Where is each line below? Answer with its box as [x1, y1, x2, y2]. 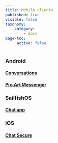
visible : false [5, 17, 38, 22]
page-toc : [5, 36, 26, 41]
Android [5, 57, 26, 64]
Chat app [5, 107, 25, 113]
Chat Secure [5, 132, 32, 138]
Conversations [5, 70, 37, 76]
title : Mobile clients [5, 7, 53, 13]
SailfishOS [5, 94, 32, 101]
